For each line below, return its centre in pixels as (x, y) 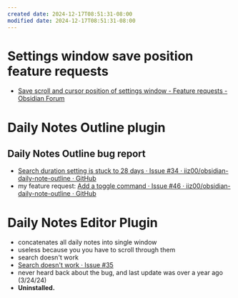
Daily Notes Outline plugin (86, 128)
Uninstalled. (36, 288)
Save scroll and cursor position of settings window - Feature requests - (123, 91)
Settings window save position (100, 56)
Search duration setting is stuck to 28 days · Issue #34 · (100, 171)
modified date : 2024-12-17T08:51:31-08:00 (71, 21)
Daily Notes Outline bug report (76, 154)
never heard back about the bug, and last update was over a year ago (120, 273)
